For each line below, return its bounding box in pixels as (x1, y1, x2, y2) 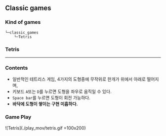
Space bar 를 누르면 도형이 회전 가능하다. (12, 95, 90, 101)
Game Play (5, 114, 32, 121)
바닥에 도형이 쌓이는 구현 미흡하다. (12, 101, 78, 107)
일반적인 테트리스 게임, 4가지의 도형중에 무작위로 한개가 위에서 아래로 (12, 76, 146, 82)
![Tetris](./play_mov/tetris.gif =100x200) (5, 125, 86, 131)
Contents (5, 64, 28, 71)
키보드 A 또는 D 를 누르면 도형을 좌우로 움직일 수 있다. (12, 89, 112, 94)
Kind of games (5, 19, 41, 26)
